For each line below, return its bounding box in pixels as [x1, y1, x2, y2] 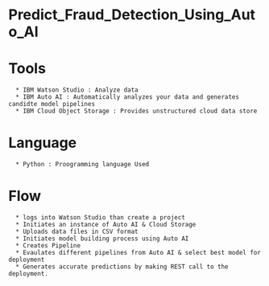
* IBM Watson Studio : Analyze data [15, 86, 139, 94]
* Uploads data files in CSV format [15, 227, 139, 235]
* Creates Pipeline [15, 242, 81, 250]
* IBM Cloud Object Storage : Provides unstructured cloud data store [15, 107, 258, 116]
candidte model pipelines [8, 100, 95, 108]
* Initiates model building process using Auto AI [15, 235, 189, 243]
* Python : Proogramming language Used [15, 161, 150, 169]
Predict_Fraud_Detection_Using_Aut [8, 6, 256, 24]
